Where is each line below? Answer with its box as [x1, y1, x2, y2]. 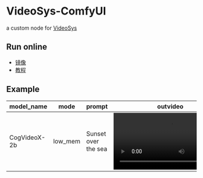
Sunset [86, 129, 106, 137]
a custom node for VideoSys [6, 24, 77, 31]
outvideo [156, 102, 184, 110]
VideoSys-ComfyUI [6, 4, 106, 18]
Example [6, 84, 40, 94]
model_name [9, 102, 48, 110]
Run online [6, 42, 47, 52]
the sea [86, 144, 108, 153]
